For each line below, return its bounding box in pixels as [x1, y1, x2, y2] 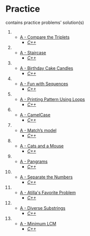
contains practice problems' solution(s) [5, 20, 84, 25]
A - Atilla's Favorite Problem [19, 189, 76, 196]
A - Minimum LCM [19, 220, 56, 226]
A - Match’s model [19, 127, 57, 133]
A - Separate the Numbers [19, 174, 73, 180]
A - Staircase [19, 50, 47, 56]
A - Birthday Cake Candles [19, 65, 73, 71]
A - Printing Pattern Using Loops [19, 96, 85, 102]
